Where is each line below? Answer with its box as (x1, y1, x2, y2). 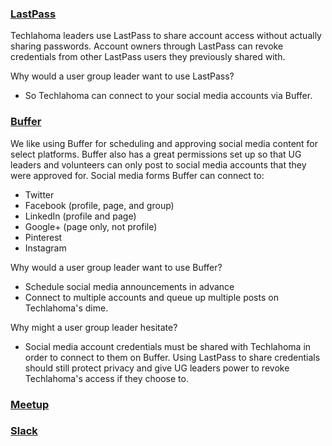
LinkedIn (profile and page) (24, 210, 137, 222)
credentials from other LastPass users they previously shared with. (10, 51, 286, 63)
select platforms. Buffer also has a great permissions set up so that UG (10, 148, 302, 160)
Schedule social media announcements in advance (24, 280, 235, 292)
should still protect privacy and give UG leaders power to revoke (24, 362, 290, 374)
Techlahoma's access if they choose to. (24, 372, 189, 384)
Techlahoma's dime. (24, 302, 109, 314)
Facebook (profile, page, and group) (24, 199, 175, 211)
